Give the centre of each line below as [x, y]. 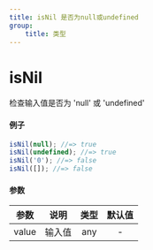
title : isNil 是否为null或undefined [74, 17]
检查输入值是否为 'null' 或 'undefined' [77, 103]
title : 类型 [46, 34]
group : [21, 26]
